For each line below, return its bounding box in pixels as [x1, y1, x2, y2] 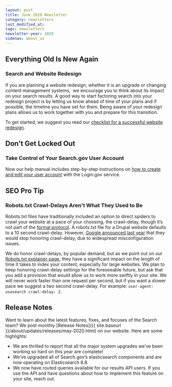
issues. [5, 240, 20, 246]
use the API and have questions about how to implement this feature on [12, 370, 164, 376]
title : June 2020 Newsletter [5, 12, 68, 17]
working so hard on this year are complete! [12, 348, 103, 354]
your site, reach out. [12, 375, 55, 381]
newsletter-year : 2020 [5, 31, 54, 36]
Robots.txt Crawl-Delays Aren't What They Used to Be [5, 201, 143, 209]
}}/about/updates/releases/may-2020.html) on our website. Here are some [5, 328, 163, 334]
